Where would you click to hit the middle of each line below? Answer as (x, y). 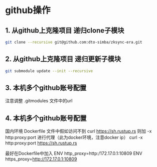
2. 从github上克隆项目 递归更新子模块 (63, 59)
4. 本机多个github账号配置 (46, 118)
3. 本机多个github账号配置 (46, 88)
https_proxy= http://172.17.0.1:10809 (41, 159)
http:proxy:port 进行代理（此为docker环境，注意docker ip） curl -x (74, 137)
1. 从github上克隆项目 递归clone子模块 (65, 30)
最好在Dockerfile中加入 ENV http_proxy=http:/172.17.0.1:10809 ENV (74, 153)
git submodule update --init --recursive (49, 71)
